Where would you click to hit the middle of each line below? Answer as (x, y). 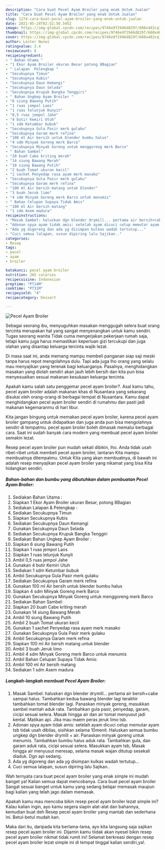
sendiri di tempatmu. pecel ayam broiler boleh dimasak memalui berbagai (80, 427)
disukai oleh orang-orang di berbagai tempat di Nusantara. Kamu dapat (78, 397)
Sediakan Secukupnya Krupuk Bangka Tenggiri (60, 534)
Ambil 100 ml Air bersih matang (44, 664)
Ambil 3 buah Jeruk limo (37, 649)
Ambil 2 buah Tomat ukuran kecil (46, 623)
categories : (18, 238)
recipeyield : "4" (23, 293)
